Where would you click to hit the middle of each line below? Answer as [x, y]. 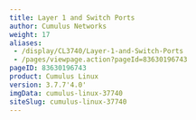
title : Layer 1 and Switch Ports [72, 18]
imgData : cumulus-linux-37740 [66, 93]
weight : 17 [30, 34]
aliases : [26, 43]
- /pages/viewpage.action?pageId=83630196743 [100, 60]
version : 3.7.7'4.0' [48, 85]
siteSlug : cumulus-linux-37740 [68, 102]
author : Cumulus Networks [58, 26]
